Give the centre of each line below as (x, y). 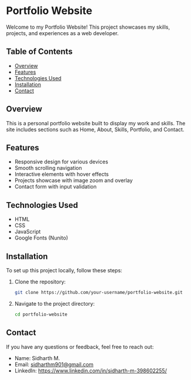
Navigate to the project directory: (54, 303)
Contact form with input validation (55, 187)
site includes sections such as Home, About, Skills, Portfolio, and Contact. (95, 129)
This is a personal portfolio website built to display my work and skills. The (96, 123)
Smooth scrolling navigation (48, 168)
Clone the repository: (40, 282)
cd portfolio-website (41, 314)
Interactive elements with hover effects (62, 174)
